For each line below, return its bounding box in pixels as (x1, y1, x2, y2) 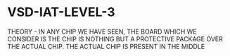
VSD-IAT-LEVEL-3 (7, 4, 115, 20)
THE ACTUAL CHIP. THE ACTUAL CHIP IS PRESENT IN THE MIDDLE (7, 42, 205, 50)
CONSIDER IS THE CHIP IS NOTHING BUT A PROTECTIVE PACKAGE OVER (7, 34, 223, 43)
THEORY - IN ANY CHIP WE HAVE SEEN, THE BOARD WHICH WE (7, 27, 197, 36)
